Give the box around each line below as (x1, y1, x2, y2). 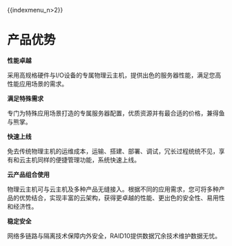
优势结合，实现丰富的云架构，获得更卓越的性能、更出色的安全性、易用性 (19, 193, 225, 202)
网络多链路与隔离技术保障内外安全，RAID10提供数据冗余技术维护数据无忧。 (7, 231, 222, 240)
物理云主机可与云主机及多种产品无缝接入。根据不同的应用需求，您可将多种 (7, 184, 219, 193)
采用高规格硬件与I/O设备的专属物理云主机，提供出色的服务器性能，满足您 (7, 70, 215, 79)
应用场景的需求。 (19, 79, 68, 88)
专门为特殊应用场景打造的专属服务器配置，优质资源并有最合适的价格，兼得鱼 (7, 108, 225, 117)
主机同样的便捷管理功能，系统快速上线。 (25, 155, 140, 164)
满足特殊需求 (7, 94, 43, 102)
